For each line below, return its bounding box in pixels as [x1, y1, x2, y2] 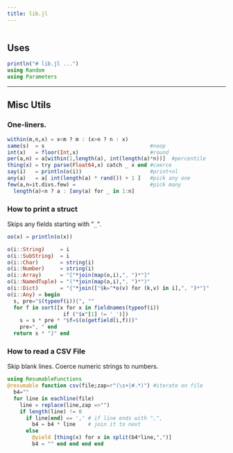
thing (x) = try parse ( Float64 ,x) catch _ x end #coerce [7, 161, 172, 169]
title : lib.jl [7, 10, 49, 17]
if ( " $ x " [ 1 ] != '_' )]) [62, 310, 129, 317]
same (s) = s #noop [7, 142, 166, 150]
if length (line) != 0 [19, 408, 82, 415]
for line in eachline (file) [13, 395, 95, 402]
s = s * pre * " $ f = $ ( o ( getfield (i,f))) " [19, 317, 138, 324]
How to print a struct [7, 204, 78, 214]
